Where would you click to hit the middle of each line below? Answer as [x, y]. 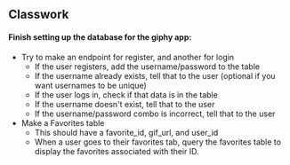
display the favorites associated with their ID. [117, 151]
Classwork [39, 15]
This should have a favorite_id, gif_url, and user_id [126, 132]
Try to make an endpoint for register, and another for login [128, 57]
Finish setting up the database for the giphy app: [100, 37]
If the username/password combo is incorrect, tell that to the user [155, 114]
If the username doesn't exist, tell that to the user [125, 104]
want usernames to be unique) [91, 85]
